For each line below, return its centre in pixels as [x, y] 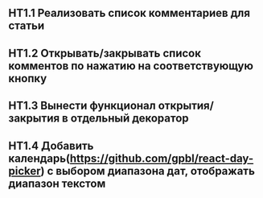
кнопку [28, 78]
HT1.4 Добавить [51, 145]
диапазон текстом [57, 183]
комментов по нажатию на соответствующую [131, 66]
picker [25, 171]
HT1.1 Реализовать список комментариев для [129, 13]
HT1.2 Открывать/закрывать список [105, 53]
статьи [27, 26]
